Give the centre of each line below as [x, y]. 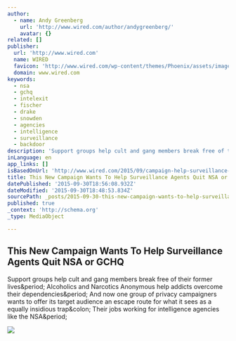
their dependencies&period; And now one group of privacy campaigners [112, 294]
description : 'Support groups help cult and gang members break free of [116, 151]
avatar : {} [36, 33]
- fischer [28, 105]
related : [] [25, 40]
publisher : [23, 46]
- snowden [28, 118]
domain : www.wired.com [47, 72]
